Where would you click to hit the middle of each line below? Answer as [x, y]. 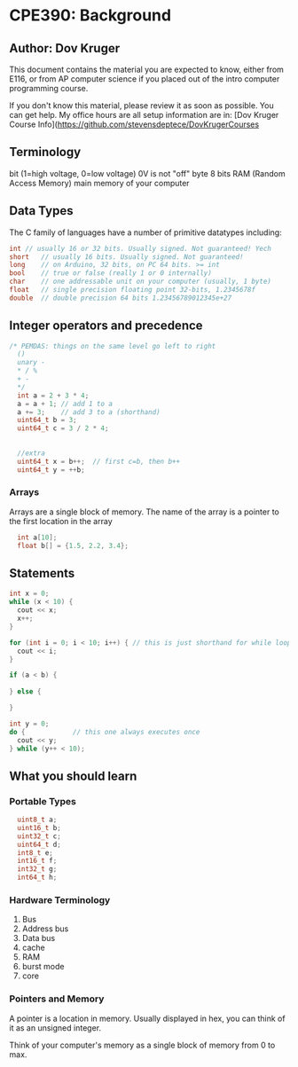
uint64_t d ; [39, 844]
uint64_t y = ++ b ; [51, 470]
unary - [31, 363]
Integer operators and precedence [106, 326]
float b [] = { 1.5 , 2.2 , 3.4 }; [73, 545]
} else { [25, 692]
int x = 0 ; [29, 594]
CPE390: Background [90, 16]
